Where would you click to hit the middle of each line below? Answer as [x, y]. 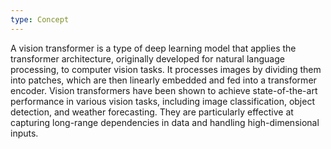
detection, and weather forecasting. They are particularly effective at [152, 112]
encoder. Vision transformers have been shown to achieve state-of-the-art [164, 90]
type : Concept [40, 19]
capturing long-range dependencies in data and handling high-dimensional [165, 122]
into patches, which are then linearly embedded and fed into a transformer [163, 80]
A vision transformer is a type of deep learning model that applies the [153, 48]
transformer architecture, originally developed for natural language [147, 58]
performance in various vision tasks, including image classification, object [162, 101]
